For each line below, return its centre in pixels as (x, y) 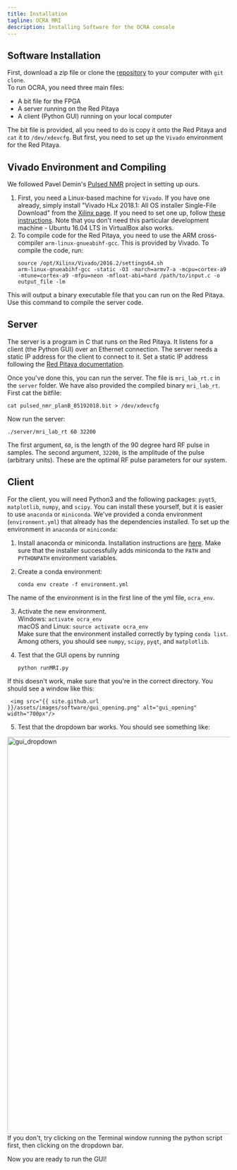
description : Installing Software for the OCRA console (91, 27)
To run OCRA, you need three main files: (66, 88)
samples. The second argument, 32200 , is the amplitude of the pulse (106, 452)
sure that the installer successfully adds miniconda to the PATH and (114, 550)
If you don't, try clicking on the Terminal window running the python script (115, 1138)
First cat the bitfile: (35, 393)
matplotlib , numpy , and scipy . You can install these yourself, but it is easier (115, 506)
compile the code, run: (50, 250)
